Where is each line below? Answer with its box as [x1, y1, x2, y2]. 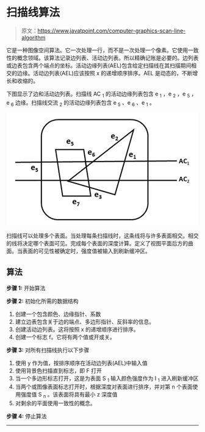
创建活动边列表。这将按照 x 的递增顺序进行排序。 [15, 326, 139, 333]
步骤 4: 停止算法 [6, 412, 47, 420]
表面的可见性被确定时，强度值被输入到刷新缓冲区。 [22, 247, 151, 255]
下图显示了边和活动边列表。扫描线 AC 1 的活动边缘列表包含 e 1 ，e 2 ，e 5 [6, 90, 190, 99]
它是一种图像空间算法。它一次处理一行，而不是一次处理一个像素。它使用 [6, 47, 188, 54]
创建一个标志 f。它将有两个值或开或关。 [15, 333, 115, 340]
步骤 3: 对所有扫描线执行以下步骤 [6, 346, 90, 354]
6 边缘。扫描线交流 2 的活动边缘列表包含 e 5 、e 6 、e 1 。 [11, 99, 156, 108]
